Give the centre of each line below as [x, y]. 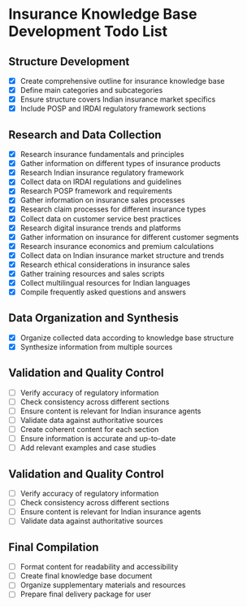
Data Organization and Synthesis [93, 318]
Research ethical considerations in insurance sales [105, 264]
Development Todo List [88, 31]
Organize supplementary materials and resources [103, 585]
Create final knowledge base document [86, 576]
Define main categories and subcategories [91, 90]
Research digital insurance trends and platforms [100, 228]
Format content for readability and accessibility [99, 567]
